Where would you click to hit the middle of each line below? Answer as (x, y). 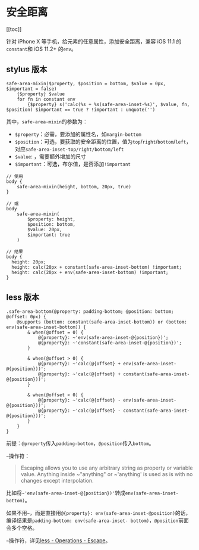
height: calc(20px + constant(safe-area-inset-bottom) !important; (97, 267)
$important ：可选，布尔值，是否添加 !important (72, 164)
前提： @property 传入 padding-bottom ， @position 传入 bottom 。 (80, 443)
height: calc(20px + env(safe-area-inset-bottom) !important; (90, 272)
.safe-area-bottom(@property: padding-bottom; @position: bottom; (90, 311)
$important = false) (32, 89)
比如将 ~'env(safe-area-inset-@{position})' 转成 (66, 493)
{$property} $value (41, 94)
